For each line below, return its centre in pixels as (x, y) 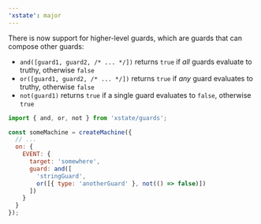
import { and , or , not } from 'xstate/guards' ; (88, 118)
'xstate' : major (35, 15)
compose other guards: (46, 46)
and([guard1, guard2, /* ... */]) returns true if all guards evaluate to (136, 62)
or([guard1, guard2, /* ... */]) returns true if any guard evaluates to (136, 78)
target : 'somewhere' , (65, 162)
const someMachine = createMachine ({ (70, 132)
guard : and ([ (50, 169)
